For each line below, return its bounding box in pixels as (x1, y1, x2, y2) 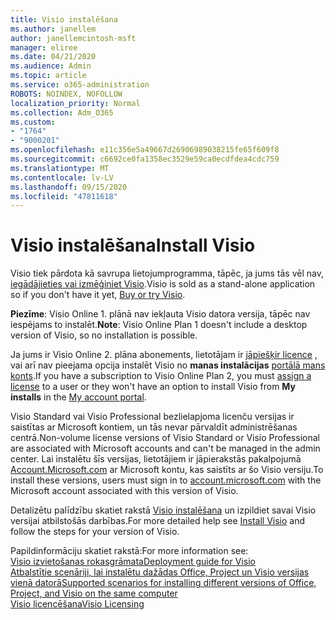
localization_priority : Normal (10, 98, 141, 108)
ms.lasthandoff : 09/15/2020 (10, 182, 128, 192)
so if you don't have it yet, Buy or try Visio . (10, 289, 186, 301)
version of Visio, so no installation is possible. (10, 329, 198, 341)
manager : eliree (10, 42, 78, 53)
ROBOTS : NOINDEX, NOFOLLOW (10, 89, 123, 99)
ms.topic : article (10, 71, 87, 81)
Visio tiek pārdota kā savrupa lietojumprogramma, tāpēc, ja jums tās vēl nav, (10, 267, 324, 280)
